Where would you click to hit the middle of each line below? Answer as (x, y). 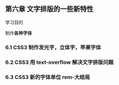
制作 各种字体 (18, 33)
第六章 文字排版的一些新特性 (49, 9)
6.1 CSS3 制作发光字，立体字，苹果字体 (53, 47)
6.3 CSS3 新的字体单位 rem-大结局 (48, 77)
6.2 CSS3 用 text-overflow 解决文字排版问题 (59, 62)
